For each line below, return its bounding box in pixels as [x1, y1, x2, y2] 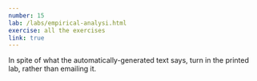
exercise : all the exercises [8, 26, 106, 34]
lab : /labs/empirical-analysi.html [8, 19, 127, 27]
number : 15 [8, 11, 45, 20]
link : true [8, 33, 45, 42]
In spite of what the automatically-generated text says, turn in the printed [8, 56, 250, 65]
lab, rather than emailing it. [8, 64, 97, 74]
